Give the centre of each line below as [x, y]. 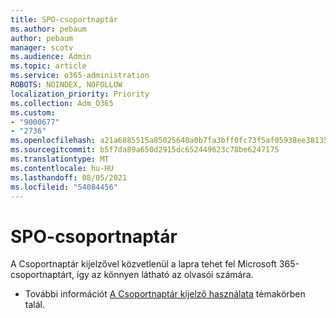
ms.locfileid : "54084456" [64, 187]
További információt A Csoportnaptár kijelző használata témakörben [165, 294]
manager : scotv [42, 47]
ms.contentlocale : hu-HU [62, 168]
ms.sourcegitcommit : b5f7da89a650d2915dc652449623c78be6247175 [145, 150]
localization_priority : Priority [80, 94]
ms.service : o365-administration [80, 76]
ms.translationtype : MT [60, 159]
